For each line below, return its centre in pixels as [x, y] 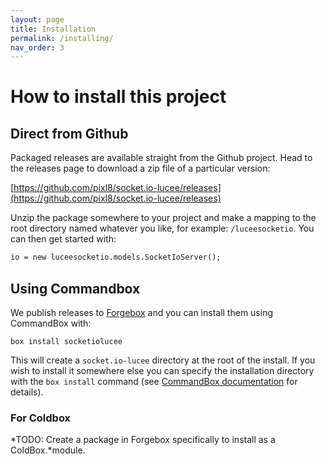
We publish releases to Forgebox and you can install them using [142, 312]
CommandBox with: [51, 323]
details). [27, 392]
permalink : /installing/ [62, 38]
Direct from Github [69, 133]
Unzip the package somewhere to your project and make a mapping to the [163, 218]
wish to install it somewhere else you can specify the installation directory [162, 370]
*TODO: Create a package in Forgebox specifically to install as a [143, 440]
